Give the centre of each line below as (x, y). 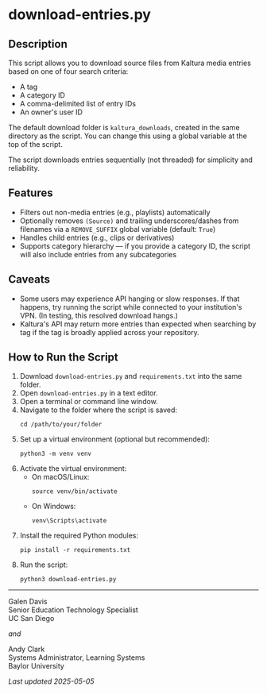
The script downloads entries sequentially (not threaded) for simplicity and (130, 160)
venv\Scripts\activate (69, 521)
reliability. (24, 168)
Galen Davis (28, 602)
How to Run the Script (64, 358)
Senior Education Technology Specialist (74, 610)
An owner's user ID (51, 112)
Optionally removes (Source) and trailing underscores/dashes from (129, 221)
